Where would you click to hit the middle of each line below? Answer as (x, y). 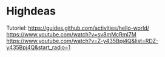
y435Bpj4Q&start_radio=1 (39, 47)
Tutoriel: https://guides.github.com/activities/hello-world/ (78, 28)
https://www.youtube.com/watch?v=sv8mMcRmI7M (71, 34)
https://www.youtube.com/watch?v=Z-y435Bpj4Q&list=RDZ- (82, 41)
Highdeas (31, 11)
